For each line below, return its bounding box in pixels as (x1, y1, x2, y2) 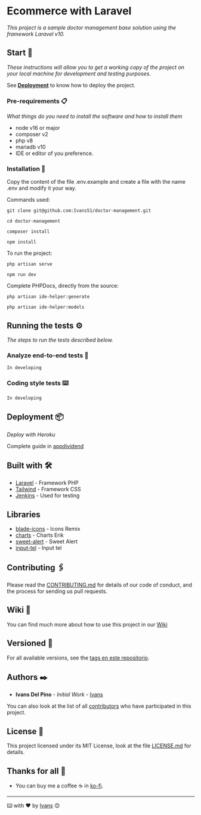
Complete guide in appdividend (7, 442, 84, 449)
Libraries (7, 509, 41, 519)
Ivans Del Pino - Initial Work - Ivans (15, 691, 103, 698)
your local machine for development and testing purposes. (7, 70, 151, 77)
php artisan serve (7, 261, 52, 267)
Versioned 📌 (7, 638, 53, 649)
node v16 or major (15, 124, 60, 132)
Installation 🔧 (7, 165, 46, 173)
